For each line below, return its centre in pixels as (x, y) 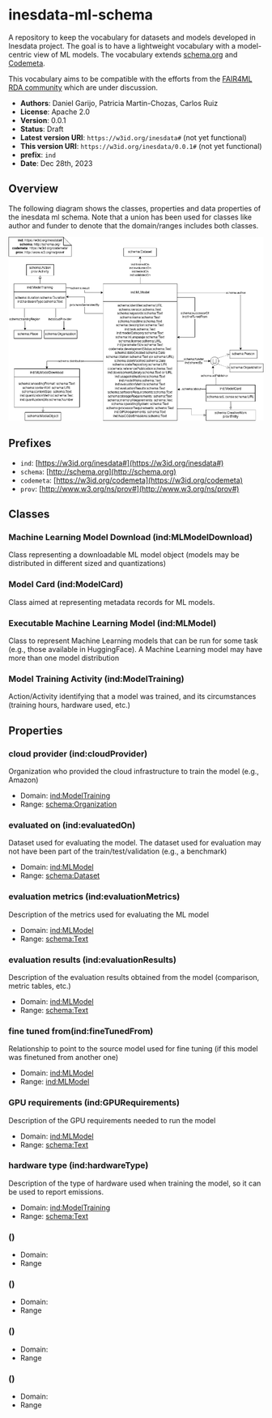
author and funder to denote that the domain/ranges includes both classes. (134, 225)
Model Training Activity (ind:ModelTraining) (96, 679)
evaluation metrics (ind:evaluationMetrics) (94, 896)
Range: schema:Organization (68, 804)
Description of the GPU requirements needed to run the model (112, 1120)
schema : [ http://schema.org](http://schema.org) (98, 471)
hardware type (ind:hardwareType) (79, 1165)
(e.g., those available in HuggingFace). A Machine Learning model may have (136, 649)
